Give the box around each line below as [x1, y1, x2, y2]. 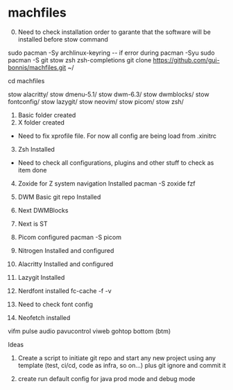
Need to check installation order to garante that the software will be [17, 28, 211, 36]
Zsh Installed [17, 145, 55, 153]
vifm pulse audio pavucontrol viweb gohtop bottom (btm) [8, 327, 171, 335]
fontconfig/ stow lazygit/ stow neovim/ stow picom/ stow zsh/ [8, 97, 184, 105]
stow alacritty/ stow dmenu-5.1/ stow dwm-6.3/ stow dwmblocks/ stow [8, 90, 210, 98]
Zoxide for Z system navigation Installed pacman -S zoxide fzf [17, 179, 196, 188]
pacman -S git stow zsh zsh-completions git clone [8, 55, 152, 64]
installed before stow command [17, 35, 108, 43]
